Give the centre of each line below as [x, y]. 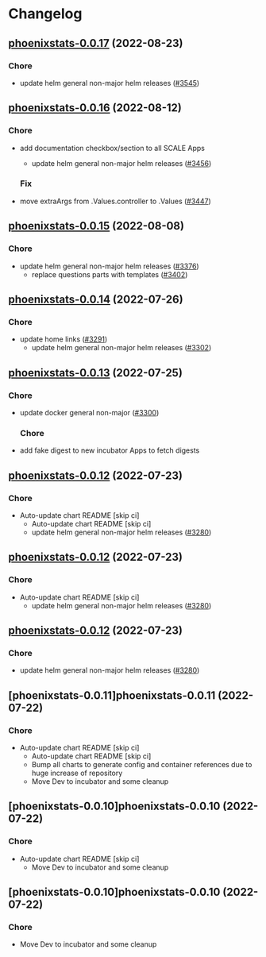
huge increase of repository [77, 773]
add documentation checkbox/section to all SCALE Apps [112, 148]
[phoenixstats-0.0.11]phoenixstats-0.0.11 [112, 695]
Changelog [45, 14]
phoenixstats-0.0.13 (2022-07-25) [95, 373]
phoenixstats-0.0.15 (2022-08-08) [96, 226]
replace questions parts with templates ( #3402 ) [110, 274]
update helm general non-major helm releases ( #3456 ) [121, 163]
